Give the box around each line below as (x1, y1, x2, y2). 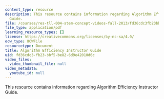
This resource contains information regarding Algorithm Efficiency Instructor (5, 84, 159, 90)
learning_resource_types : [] (5, 30, 64, 35)
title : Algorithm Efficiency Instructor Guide (5, 48, 102, 53)
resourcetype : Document (5, 43, 54, 48)
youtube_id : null (9, 71, 45, 76)
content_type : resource (5, 7, 54, 12)
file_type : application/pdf (5, 25, 62, 30)
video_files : (5, 57, 32, 62)
